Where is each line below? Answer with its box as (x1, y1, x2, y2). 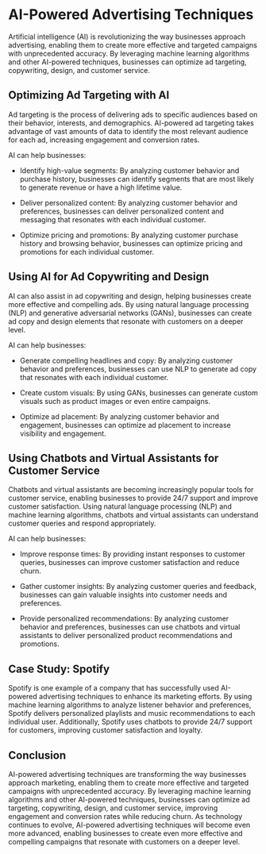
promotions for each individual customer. (19, 247, 155, 256)
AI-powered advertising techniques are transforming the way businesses (8, 770, 247, 779)
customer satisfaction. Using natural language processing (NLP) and (8, 502, 232, 511)
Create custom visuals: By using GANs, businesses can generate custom (19, 387, 258, 398)
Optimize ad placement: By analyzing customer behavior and (19, 411, 220, 421)
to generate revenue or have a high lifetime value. (19, 183, 183, 192)
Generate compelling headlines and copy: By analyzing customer (19, 356, 233, 365)
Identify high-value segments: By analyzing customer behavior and (19, 165, 240, 175)
